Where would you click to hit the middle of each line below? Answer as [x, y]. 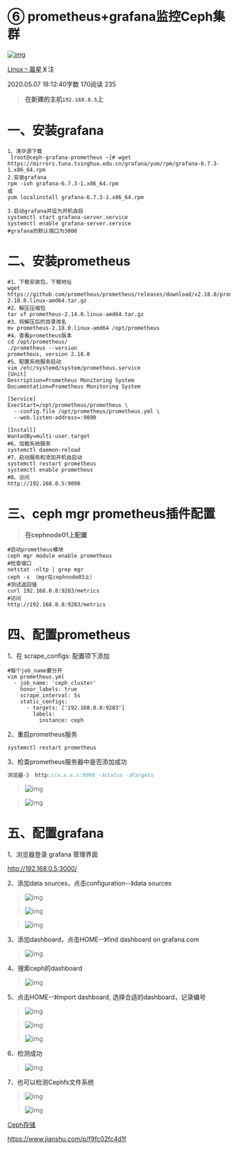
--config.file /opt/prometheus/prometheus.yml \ [87, 411]
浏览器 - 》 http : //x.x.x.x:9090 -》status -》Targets [81, 775]
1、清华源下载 [25, 151]
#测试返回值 [22, 584]
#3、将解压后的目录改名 [37, 322]
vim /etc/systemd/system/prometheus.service [74, 368]
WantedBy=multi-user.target [49, 436]
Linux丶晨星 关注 [31, 69]
